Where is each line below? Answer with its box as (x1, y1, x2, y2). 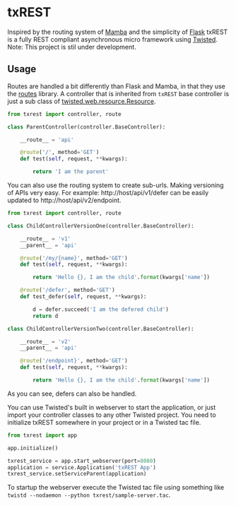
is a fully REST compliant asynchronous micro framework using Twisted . (7, 35, 218, 43)
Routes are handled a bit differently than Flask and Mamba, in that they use (7, 82, 226, 90)
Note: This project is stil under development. (7, 42, 136, 51)
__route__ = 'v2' (20, 338, 71, 345)
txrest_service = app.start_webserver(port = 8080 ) (7, 457, 157, 464)
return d (33, 312, 59, 319)
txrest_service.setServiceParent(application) (7, 471, 147, 478)
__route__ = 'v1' (20, 235, 71, 242)
